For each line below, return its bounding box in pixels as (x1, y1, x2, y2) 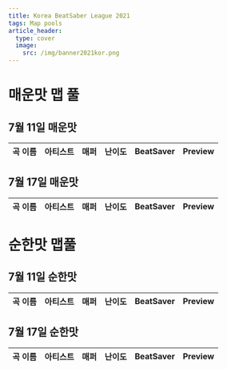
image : (15, 42, 38, 50)
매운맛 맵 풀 (8, 86, 80, 104)
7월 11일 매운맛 (8, 120, 78, 134)
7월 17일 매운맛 (8, 176, 79, 189)
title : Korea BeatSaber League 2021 (8, 11, 130, 20)
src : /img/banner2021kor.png (22, 49, 120, 57)
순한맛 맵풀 (8, 236, 77, 253)
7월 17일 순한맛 (8, 326, 79, 339)
